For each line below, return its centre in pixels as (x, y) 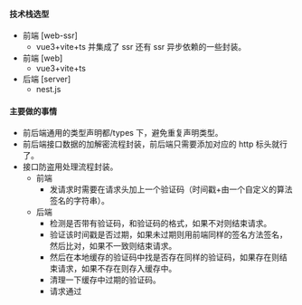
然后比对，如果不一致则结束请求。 (113, 246)
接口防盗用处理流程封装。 (70, 167)
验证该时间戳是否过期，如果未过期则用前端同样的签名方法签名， (168, 234)
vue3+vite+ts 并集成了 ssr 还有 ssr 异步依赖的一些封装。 (141, 47)
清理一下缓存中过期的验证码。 (105, 280)
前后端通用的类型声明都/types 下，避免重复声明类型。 (123, 133)
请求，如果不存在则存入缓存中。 (117, 269)
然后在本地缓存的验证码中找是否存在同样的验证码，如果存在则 (165, 257)
